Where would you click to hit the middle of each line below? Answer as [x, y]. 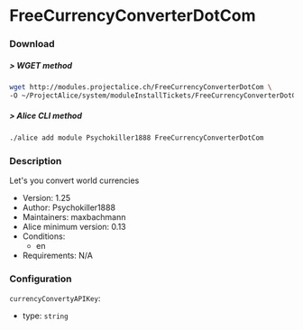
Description [36, 160]
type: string [46, 316]
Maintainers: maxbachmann [74, 216]
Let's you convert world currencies [74, 180]
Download [32, 44]
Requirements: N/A [57, 255]
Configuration [41, 279]
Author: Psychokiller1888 [69, 207]
